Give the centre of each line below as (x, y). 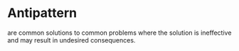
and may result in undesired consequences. (71, 40)
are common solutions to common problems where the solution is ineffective (119, 33)
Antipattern (42, 13)
